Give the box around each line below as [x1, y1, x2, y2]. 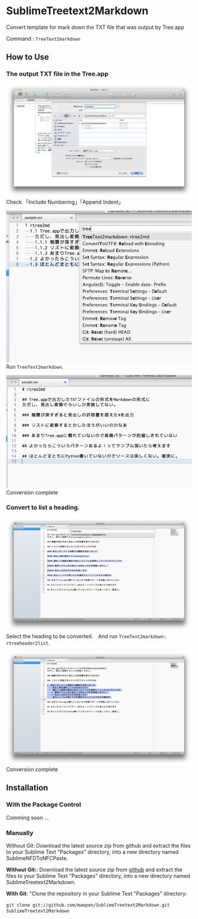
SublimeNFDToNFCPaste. [6, 855, 68, 862]
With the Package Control [6, 800, 81, 809]
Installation [6, 783, 48, 793]
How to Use [6, 52, 49, 63]
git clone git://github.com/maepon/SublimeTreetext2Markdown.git [6, 902, 170, 908]
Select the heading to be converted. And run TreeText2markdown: [6, 632, 167, 639]
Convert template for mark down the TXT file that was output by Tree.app [6, 24, 184, 31]
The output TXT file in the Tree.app [6, 70, 109, 78]
